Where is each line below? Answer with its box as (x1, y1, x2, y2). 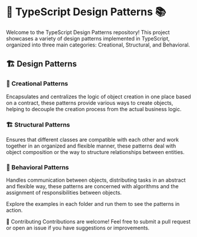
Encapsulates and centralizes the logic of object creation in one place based (6, 93, 191, 100)
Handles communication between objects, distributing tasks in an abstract (6, 176, 186, 183)
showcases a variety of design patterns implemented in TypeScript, (6, 35, 170, 42)
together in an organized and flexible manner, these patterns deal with (6, 142, 176, 149)
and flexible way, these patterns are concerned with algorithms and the (6, 183, 179, 190)
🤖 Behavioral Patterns (6, 163, 69, 171)
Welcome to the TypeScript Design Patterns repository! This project (6, 28, 170, 36)
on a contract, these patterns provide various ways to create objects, (6, 99, 173, 106)
